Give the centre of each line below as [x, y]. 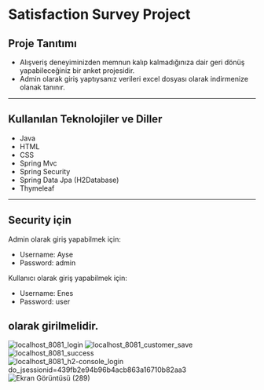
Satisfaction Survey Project [99, 15]
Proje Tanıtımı [42, 44]
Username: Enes [46, 293]
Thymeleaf [37, 188]
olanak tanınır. [42, 87]
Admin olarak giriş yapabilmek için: [65, 239]
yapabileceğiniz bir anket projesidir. [77, 71]
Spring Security [45, 171]
